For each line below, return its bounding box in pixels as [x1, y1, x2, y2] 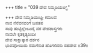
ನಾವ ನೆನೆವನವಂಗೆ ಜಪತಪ [5, 20, 43, 25]
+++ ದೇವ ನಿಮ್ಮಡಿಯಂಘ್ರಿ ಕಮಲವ [5, 14, 57, 20]
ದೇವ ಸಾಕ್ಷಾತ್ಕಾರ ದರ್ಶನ [5, 37, 40, 42]
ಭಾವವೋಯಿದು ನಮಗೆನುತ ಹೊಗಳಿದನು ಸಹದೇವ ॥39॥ [5, 42, 89, 48]
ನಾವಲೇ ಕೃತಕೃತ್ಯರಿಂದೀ [5, 31, 36, 37]
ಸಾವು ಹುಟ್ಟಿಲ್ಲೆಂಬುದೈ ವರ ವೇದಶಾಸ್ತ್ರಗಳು [5, 25, 63, 31]
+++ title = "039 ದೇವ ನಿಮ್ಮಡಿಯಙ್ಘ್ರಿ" [5, 4, 70, 10]
